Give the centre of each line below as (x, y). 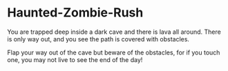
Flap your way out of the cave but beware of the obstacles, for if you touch (114, 52)
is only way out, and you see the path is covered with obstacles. (98, 39)
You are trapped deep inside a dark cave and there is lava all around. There (114, 32)
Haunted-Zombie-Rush (75, 13)
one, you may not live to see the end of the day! (75, 59)
